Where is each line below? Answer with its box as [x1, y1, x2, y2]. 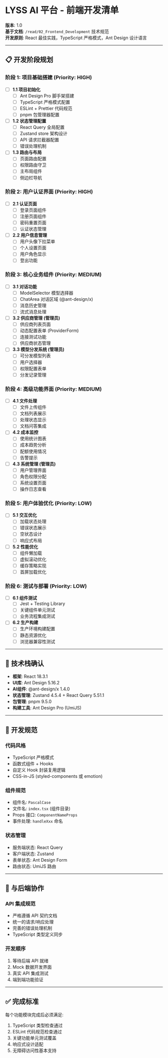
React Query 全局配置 [19, 124, 65, 130]
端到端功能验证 [12, 976, 43, 982]
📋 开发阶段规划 [5, 56, 53, 64]
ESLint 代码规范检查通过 [12, 1028, 62, 1034]
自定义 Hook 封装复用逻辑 [12, 767, 66, 773]
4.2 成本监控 [12, 429, 38, 435]
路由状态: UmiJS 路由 [12, 863, 56, 869]
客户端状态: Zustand [12, 851, 54, 857]
